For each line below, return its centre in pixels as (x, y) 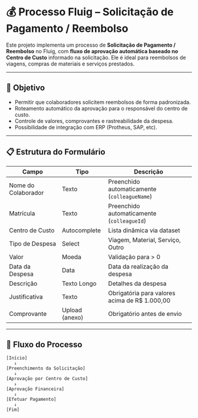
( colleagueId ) (127, 221)
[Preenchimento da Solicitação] (46, 368)
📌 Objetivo (26, 88)
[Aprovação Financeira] (35, 389)
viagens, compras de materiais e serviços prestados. (70, 64)
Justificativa (26, 296)
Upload (72, 310)
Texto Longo (79, 283)
